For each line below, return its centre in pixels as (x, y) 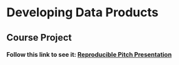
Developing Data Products (83, 13)
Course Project (39, 38)
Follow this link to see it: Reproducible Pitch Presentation (89, 55)
